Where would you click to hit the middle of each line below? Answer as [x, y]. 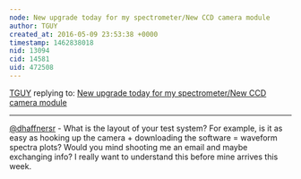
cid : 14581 [30, 59]
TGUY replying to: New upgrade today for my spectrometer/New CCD [138, 93]
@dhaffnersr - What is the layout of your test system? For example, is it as [146, 128]
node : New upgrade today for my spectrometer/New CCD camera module [140, 17]
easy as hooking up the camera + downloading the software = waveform [143, 137]
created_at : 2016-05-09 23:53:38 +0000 [84, 34]
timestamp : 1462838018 [52, 43]
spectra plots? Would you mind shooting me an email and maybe [129, 147]
